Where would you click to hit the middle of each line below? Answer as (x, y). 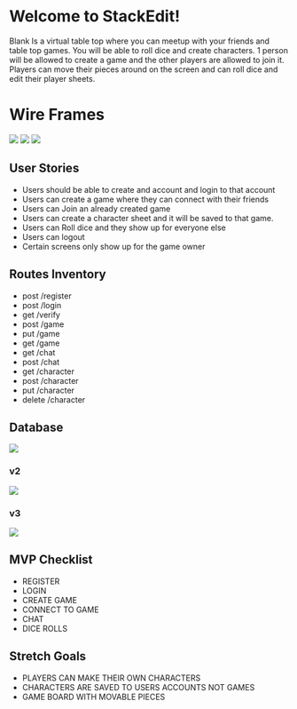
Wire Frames (57, 115)
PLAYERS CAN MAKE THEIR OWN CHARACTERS (111, 678)
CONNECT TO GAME (60, 609)
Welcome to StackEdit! (94, 16)
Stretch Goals (48, 656)
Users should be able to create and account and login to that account (148, 189)
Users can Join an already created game (96, 208)
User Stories (44, 168)
